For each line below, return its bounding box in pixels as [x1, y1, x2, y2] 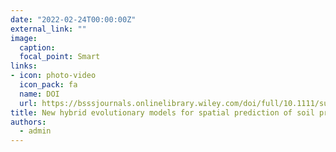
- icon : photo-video [10, 71, 97, 81]
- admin [19, 126, 52, 136]
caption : [19, 42, 56, 53]
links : [10, 61, 38, 71]
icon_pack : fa [19, 80, 78, 90]
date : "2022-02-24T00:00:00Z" [10, 14, 137, 25]
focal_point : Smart [19, 52, 101, 62]
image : [10, 33, 38, 43]
